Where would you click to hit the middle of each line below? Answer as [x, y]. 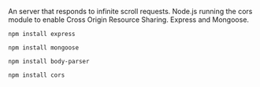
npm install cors [37, 75]
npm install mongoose [44, 48]
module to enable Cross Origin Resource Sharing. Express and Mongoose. [129, 20]
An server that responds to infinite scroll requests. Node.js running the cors [130, 11]
